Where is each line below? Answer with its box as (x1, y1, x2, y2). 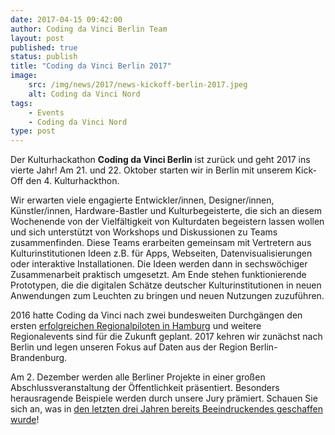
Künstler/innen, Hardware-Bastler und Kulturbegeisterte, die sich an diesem (10, 205, 322, 217)
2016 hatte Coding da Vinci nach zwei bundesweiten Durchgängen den (10, 309, 303, 321)
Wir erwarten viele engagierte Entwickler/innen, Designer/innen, (10, 194, 275, 206)
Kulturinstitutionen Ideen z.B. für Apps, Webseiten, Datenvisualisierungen (10, 247, 313, 260)
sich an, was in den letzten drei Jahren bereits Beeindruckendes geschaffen (10, 403, 323, 415)
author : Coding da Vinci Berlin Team (10, 24, 168, 34)
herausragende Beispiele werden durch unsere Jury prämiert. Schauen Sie (10, 392, 318, 405)
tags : (10, 98, 33, 108)
